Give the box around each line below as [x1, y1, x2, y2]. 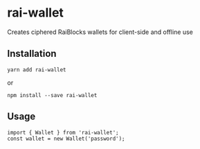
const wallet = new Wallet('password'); [7, 135, 126, 142]
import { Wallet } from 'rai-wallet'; [7, 129, 119, 136]
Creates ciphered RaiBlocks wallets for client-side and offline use [7, 28, 194, 36]
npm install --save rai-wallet [7, 91, 98, 98]
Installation [7, 48, 57, 60]
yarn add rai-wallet [7, 66, 67, 73]
